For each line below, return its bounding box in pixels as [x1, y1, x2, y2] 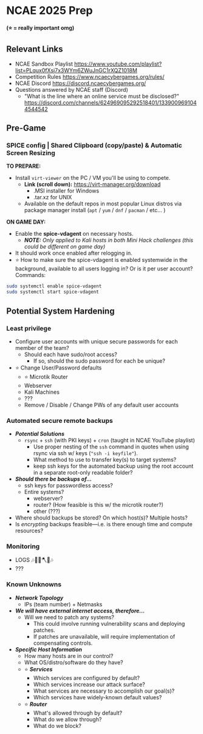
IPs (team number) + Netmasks [24, 600, 103, 608]
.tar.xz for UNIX [33, 194, 72, 201]
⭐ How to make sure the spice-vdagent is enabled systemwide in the [15, 256, 188, 264]
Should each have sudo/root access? [24, 351, 117, 358]
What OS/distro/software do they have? [24, 659, 123, 666]
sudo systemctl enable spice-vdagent [6, 283, 102, 289]
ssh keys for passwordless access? [24, 482, 114, 489]
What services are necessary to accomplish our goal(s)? [33, 687, 175, 695]
